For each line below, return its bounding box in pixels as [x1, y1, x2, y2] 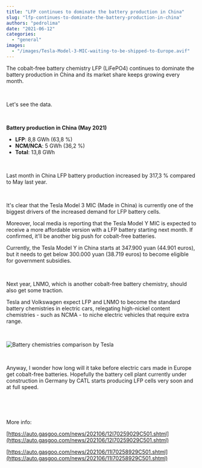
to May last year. [6, 178, 48, 186]
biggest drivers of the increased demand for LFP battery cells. [6, 208, 161, 215]
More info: [6, 418, 32, 425]
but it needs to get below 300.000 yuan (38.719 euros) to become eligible [6, 251, 189, 258]
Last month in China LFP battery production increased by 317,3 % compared [6, 172, 195, 179]
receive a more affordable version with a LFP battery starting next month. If [6, 226, 193, 233]
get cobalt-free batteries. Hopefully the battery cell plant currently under [6, 370, 187, 378]
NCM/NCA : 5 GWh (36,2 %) [14, 142, 86, 149]
